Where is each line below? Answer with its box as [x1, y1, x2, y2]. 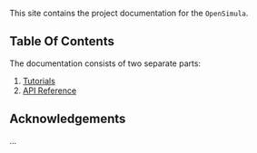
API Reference [22, 85, 77, 96]
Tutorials [22, 75, 56, 86]
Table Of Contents [9, 33, 115, 49]
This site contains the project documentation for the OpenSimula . [9, 8, 249, 18]
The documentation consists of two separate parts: [9, 58, 202, 69]
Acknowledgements [9, 111, 126, 127]
